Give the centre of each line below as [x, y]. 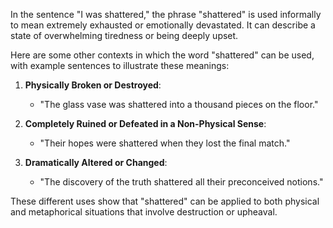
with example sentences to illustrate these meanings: [120, 65]
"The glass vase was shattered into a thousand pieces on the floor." [179, 104]
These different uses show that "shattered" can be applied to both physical [165, 201]
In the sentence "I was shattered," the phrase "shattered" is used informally [166, 14]
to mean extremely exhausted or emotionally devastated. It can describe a [163, 25]
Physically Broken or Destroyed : [93, 85]
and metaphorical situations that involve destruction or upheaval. [144, 212]
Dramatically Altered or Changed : [96, 162]
